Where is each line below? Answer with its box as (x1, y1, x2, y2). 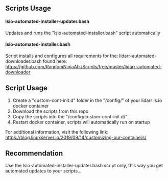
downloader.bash (5, 58, 42, 64)
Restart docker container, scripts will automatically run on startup (12, 119, 150, 125)
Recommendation (5, 149, 63, 158)
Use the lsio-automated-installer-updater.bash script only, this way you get (5, 163, 163, 169)
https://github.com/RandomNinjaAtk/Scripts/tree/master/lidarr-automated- (5, 63, 162, 69)
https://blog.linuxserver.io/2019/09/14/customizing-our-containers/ (5, 134, 147, 140)
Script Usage (5, 84, 47, 92)
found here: (42, 58, 67, 64)
